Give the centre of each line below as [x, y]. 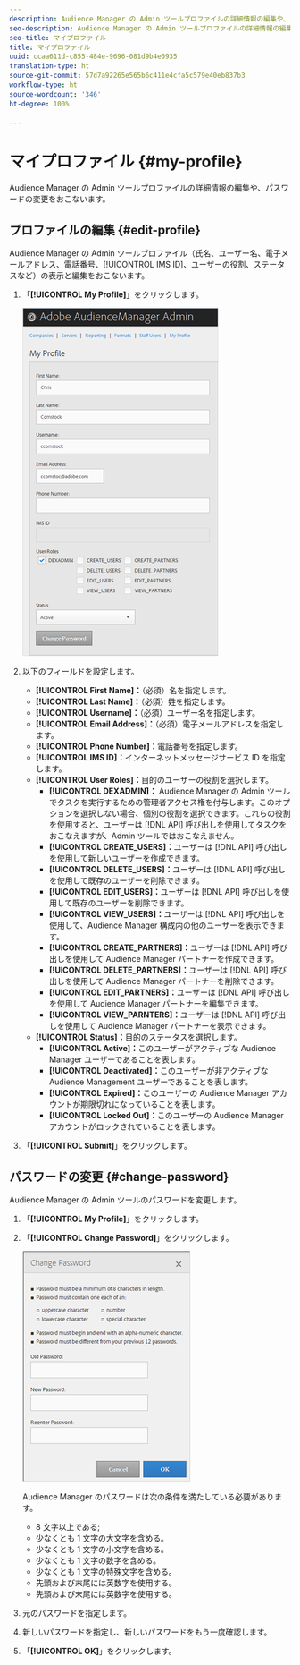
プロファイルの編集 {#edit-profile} [105, 229]
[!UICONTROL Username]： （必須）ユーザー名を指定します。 [148, 713]
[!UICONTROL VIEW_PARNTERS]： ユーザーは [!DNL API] [154, 1015]
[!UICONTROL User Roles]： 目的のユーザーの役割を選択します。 [154, 780]
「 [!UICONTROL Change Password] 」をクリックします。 [128, 1237]
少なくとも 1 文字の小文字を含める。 [102, 1549]
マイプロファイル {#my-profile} [126, 161]
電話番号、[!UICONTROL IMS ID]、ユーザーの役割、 [159, 265]
